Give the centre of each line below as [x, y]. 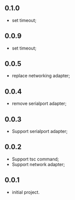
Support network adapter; [38, 164]
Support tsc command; [35, 159]
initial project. [26, 192]
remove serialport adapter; [39, 103]
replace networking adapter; [41, 76]
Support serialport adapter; [40, 131]
